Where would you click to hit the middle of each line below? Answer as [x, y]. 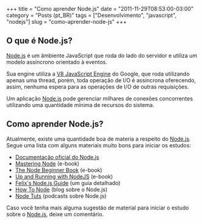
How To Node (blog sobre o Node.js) [61, 189]
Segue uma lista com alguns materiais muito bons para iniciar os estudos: [99, 145]
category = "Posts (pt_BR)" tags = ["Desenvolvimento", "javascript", [91, 15]
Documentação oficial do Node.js [57, 157]
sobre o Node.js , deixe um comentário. [55, 214]
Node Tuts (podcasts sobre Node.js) [61, 196]
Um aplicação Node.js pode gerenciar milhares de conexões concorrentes [100, 98]
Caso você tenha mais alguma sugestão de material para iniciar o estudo [98, 208]
